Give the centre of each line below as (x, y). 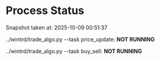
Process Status (45, 11)
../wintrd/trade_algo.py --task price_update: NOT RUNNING (80, 39)
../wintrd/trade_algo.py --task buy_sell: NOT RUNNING (74, 51)
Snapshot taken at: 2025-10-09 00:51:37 (57, 27)
